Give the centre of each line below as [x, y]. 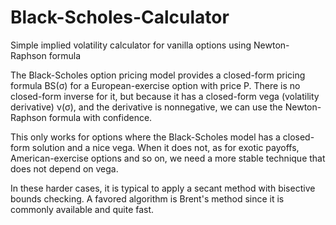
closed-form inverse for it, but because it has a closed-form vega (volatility [165, 96]
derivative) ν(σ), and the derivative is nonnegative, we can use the [146, 107]
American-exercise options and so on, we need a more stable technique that [168, 158]
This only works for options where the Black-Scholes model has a [145, 137]
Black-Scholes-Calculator [120, 17]
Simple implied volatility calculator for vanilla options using [131, 45]
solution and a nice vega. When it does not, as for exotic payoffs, [165, 147]
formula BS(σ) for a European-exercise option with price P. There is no [155, 85]
